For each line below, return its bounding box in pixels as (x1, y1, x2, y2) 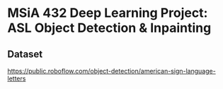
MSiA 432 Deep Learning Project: (7, 5, 208, 21)
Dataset (7, 48, 43, 60)
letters (7, 74, 26, 83)
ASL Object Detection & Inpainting (7, 20, 212, 36)
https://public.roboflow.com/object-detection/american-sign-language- (7, 67, 216, 75)
